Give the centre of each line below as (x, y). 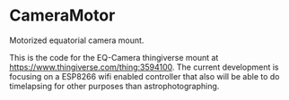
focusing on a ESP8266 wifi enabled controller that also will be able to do (144, 76)
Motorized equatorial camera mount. (77, 40)
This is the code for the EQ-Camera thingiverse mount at (114, 57)
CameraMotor (62, 16)
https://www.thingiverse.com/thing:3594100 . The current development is (144, 67)
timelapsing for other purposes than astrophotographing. (114, 86)
